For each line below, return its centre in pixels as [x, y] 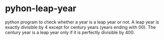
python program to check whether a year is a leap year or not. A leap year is [82, 22]
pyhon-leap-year [41, 9]
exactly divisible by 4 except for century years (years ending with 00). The [81, 27]
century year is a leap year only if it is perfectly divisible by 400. [70, 32]
